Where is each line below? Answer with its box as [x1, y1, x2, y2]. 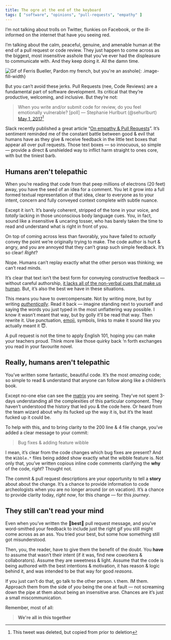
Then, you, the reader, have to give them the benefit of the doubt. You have [5, 546, 164, 552]
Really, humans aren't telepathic [5, 358, 110, 367]
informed [5, 32, 24, 38]
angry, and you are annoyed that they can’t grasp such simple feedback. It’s [5, 244, 164, 250]
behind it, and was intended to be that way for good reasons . [5, 568, 133, 574]
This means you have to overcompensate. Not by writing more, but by [5, 295, 152, 301]
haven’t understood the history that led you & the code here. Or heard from [5, 403, 162, 409]
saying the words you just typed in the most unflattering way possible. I [5, 306, 155, 312]
